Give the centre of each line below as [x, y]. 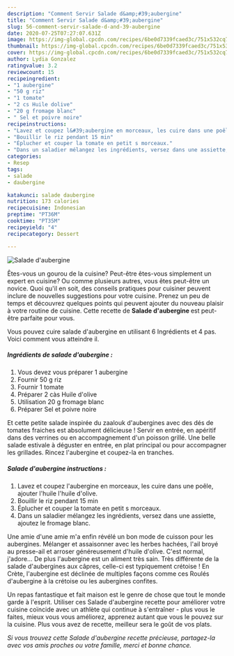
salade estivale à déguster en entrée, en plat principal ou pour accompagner [117, 445]
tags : [15, 169]
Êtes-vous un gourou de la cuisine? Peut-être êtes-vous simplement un [109, 274]
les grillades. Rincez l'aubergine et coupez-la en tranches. [91, 453]
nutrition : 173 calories [43, 202]
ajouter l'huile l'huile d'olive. [57, 493]
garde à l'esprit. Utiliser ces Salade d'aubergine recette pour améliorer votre [116, 602]
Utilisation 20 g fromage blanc [61, 402]
